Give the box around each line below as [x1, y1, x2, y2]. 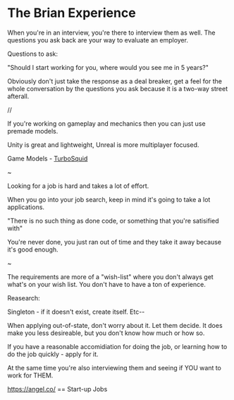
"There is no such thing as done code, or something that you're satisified [7, 216, 220, 225]
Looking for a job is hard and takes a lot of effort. [7, 182, 149, 190]
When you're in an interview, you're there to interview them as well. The [7, 28, 216, 37]
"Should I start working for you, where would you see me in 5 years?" [7, 63, 209, 71]
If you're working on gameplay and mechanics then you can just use [7, 119, 206, 128]
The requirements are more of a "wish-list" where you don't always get [7, 272, 214, 281]
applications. [7, 203, 44, 211]
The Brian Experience [7, 5, 136, 21]
